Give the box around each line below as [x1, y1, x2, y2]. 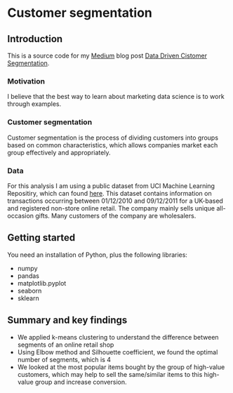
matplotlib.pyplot [17, 279, 67, 287]
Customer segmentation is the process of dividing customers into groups [7, 133, 219, 142]
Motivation [7, 76, 46, 86]
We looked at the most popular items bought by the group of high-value [17, 363, 225, 371]
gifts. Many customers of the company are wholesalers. [34, 211, 197, 220]
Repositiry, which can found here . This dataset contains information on [7, 189, 212, 197]
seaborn [17, 286, 42, 295]
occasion [7, 211, 34, 220]
